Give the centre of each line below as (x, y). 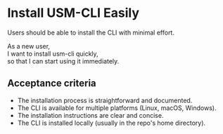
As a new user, (29, 46)
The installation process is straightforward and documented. (105, 100)
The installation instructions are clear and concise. (90, 115)
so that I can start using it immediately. (63, 61)
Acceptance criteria (52, 84)
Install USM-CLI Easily (73, 13)
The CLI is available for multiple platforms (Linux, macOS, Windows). (117, 108)
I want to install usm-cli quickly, (53, 54)
